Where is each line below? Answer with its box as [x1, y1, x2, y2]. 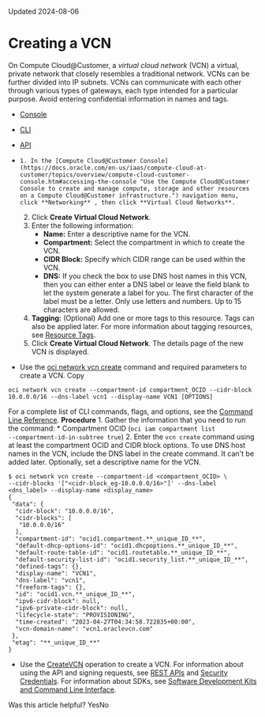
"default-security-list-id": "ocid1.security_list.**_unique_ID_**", [15, 556, 248, 563]
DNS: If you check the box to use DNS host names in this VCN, [43, 271, 248, 280]
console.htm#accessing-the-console [19, 177, 137, 185]
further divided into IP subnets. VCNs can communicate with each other [8, 77, 242, 86]
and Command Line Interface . [19, 685, 117, 694]
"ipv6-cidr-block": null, [15, 597, 101, 605]
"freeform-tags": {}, [15, 583, 87, 591]
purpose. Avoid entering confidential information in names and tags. [8, 94, 230, 104]
